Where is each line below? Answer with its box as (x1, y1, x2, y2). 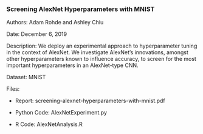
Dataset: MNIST (6, 74, 46, 81)
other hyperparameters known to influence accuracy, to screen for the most (6, 55, 196, 63)
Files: (6, 85, 20, 93)
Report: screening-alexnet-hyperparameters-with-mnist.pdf (15, 97, 165, 105)
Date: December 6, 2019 (6, 30, 67, 38)
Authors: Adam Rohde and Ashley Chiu (6, 19, 104, 26)
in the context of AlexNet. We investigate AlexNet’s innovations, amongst (6, 49, 188, 56)
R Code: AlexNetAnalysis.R (15, 121, 83, 128)
